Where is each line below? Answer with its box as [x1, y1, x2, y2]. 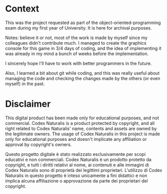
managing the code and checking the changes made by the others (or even [5, 75, 160, 81]
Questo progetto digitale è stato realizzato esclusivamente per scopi [5, 151, 146, 157]
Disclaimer [5, 98, 51, 110]
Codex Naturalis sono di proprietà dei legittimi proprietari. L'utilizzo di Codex [5, 167, 162, 173]
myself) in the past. [5, 81, 45, 87]
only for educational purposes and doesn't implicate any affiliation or [5, 136, 147, 142]
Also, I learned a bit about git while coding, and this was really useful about [5, 70, 160, 76]
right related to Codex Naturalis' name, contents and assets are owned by [5, 125, 157, 131]
